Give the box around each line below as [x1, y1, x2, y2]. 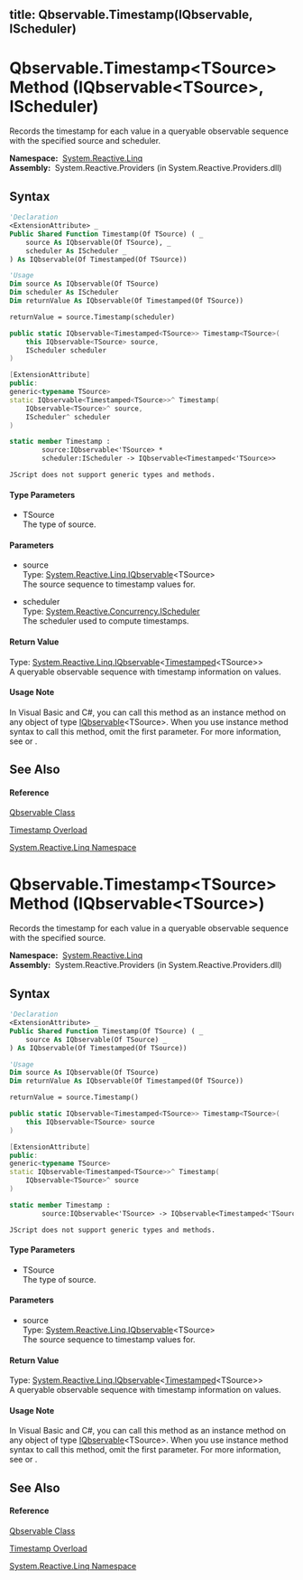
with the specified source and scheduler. [9, 136, 161, 146]
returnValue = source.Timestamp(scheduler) [9, 312, 176, 322]
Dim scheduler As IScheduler [9, 288, 119, 297]
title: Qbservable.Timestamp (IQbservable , [9, 7, 253, 23]
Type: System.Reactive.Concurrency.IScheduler [22, 606, 200, 617]
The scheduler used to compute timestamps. [22, 616, 189, 626]
